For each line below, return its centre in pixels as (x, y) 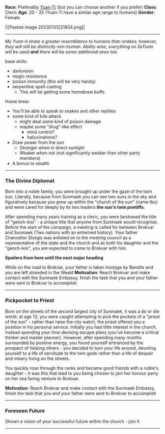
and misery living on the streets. (38, 358)
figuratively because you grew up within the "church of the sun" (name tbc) (82, 202)
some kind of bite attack (37, 116)
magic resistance (30, 76)
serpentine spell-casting (37, 87)
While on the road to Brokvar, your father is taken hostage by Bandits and (79, 267)
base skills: (16, 61)
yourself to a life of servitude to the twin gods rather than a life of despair (79, 353)
